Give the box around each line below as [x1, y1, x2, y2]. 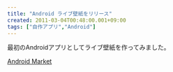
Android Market [7, 57, 52, 66]
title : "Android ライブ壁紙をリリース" [7, 10, 113, 17]
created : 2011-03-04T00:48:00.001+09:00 [7, 17, 127, 24]
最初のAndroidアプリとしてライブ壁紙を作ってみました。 [7, 43, 170, 52]
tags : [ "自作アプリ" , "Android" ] [7, 23, 96, 30]
